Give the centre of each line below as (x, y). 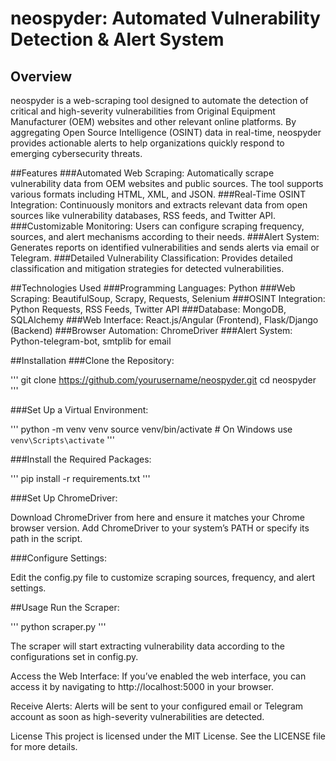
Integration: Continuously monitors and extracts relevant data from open (159, 205)
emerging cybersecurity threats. (76, 153)
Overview (41, 76)
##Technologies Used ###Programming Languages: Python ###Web (153, 288)
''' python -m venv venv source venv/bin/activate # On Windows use (151, 429)
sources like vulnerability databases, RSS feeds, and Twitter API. (143, 215)
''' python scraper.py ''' (58, 626)
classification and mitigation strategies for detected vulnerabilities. (147, 268)
